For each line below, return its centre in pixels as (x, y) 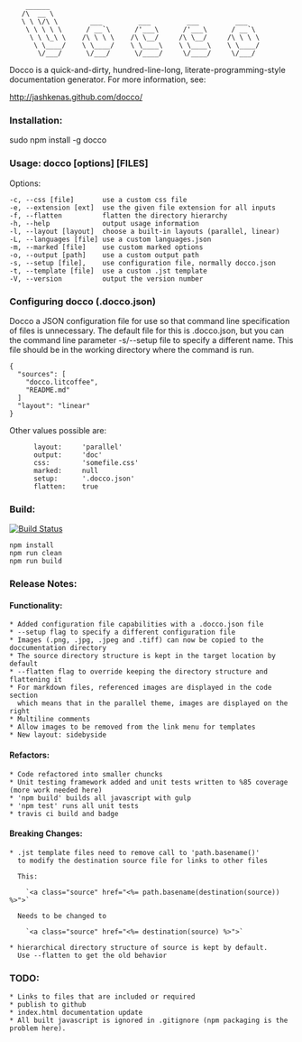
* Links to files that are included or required (102, 997)
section (24, 696)
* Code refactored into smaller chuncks (87, 774)
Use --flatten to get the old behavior (92, 955)
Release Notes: (43, 584)
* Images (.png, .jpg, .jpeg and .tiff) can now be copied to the (137, 640)
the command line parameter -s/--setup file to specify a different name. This (151, 340)
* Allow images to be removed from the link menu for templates (133, 727)
